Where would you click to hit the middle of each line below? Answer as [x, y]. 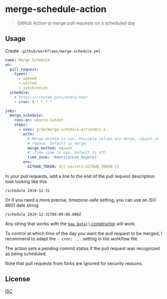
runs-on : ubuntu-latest [39, 120]
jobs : [11, 111]
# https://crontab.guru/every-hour [51, 97]
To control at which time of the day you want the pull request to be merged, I [84, 233]
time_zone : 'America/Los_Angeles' [63, 157]
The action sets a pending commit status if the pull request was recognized [83, 248]
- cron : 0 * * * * [33, 102]
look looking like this [26, 181]
